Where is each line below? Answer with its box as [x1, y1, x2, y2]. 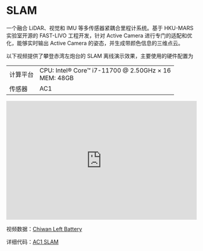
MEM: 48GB [39, 74, 74, 82]
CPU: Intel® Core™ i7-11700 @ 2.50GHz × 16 [39, 66, 171, 74]
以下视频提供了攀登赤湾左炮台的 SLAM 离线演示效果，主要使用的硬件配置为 [6, 52, 194, 59]
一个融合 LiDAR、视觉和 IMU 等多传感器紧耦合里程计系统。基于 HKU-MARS [6, 24, 194, 31]
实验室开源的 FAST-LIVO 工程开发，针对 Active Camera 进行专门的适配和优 [6, 31, 193, 39]
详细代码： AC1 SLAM [6, 238, 59, 245]
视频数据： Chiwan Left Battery [6, 225, 83, 232]
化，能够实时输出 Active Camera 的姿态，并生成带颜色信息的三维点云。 [6, 39, 184, 46]
